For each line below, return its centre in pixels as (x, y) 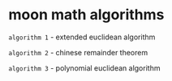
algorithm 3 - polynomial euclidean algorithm (84, 68)
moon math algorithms (86, 15)
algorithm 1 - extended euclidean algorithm (82, 37)
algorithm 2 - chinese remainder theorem (78, 52)
